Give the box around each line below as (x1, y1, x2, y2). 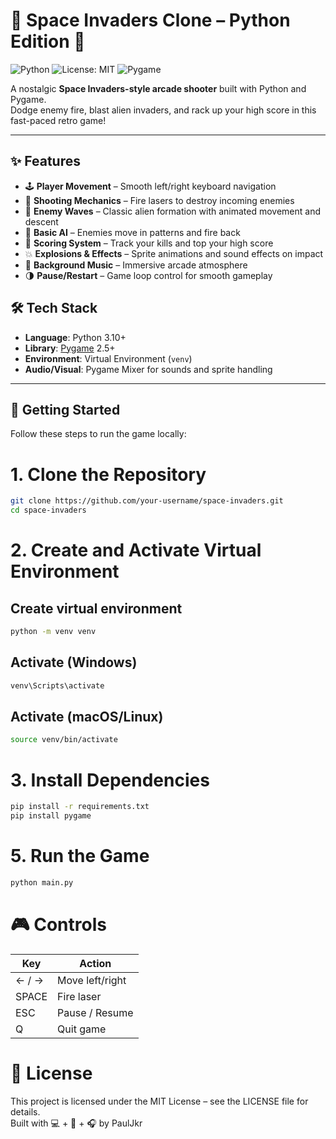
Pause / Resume (57, 1005, 134, 1019)
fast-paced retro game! (10, 114, 107, 126)
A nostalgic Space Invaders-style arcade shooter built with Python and (10, 82, 307, 94)
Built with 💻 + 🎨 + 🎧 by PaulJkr (10, 1117, 143, 1129)
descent (24, 215, 59, 228)
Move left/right (57, 973, 127, 987)
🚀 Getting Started (10, 401, 121, 418)
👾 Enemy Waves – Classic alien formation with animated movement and (24, 205, 321, 217)
